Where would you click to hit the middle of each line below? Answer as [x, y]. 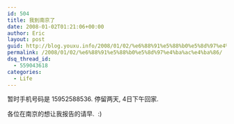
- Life [23, 78]
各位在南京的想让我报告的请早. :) [55, 114]
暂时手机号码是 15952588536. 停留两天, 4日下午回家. [83, 99]
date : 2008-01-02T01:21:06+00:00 [56, 26]
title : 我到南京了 [31, 20]
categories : [24, 72]
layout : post [26, 40]
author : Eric [26, 33]
